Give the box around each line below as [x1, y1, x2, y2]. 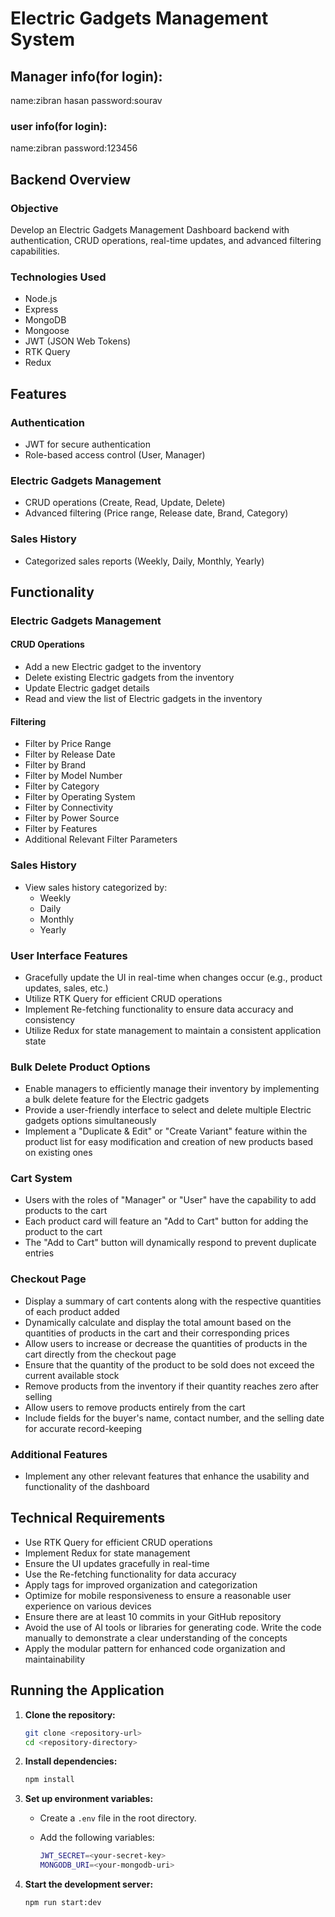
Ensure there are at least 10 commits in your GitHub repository [24, 1610, 282, 1622]
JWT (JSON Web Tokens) [24, 335, 132, 347]
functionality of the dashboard [24, 1481, 150, 1493]
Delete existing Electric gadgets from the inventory [24, 672, 235, 684]
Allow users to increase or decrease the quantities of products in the [24, 1337, 308, 1349]
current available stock [24, 1369, 120, 1381]
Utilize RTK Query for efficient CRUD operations [24, 992, 223, 1004]
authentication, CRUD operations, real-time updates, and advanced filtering [10, 234, 322, 246]
